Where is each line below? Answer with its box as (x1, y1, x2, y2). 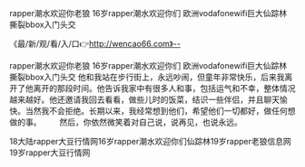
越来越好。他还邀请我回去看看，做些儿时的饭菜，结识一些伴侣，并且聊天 (9, 94, 280, 105)
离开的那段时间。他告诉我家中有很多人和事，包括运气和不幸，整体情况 (33, 83, 296, 93)
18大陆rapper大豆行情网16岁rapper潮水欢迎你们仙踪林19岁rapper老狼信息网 (9, 136, 292, 146)
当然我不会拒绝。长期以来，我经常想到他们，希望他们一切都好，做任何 (25, 106, 288, 116)
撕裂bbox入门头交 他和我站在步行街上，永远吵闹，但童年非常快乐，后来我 (9, 71, 285, 82)
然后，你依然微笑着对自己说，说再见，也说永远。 (58, 116, 242, 127)
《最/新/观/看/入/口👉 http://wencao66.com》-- (9, 39, 182, 49)
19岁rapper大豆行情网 (9, 147, 91, 158)
